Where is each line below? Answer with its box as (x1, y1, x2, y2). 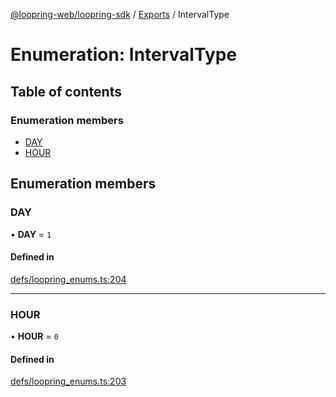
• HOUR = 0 (10, 330, 59, 343)
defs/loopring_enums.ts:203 (10, 375, 127, 388)
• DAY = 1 (10, 228, 52, 240)
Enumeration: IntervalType (10, 44, 238, 66)
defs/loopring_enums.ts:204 (10, 273, 127, 285)
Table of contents (10, 83, 122, 100)
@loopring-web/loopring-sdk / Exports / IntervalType (10, 9, 230, 20)
